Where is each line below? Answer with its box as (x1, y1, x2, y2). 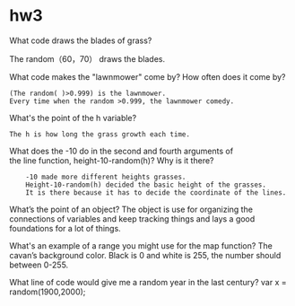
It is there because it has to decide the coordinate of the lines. (25, 188, 287, 197)
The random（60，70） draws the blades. (9, 53, 166, 64)
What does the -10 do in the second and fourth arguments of (9, 145, 234, 156)
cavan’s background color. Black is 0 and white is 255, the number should (9, 249, 282, 260)
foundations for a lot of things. (9, 223, 121, 233)
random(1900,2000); (9, 286, 86, 297)
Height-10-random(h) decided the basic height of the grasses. (25, 180, 267, 189)
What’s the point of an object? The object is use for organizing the (9, 204, 254, 214)
